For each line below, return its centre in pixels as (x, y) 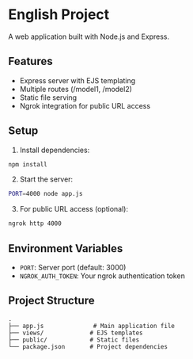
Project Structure (51, 301)
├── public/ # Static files (74, 340)
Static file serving (48, 97)
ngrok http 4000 (35, 223)
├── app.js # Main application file (92, 326)
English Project (59, 15)
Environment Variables (66, 248)
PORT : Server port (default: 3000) (73, 267)
